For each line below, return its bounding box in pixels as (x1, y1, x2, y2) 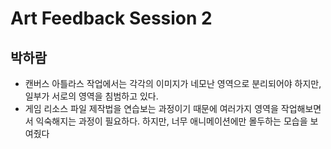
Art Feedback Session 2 (10, 7, 213, 30)
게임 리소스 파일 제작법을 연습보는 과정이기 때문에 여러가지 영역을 (24, 103, 279, 114)
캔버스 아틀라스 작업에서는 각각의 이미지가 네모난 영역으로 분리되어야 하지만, (24, 78, 322, 89)
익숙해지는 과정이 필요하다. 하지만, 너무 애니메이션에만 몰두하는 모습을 (35, 115, 308, 127)
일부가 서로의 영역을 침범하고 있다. (24, 90, 159, 102)
